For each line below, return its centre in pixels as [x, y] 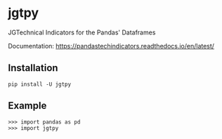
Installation [33, 68]
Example [27, 106]
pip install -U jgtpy [40, 84]
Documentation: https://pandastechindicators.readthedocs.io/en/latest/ [111, 46]
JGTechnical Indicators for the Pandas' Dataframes [82, 32]
